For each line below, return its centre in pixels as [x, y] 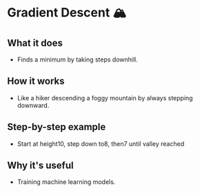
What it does [35, 43]
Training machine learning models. [66, 182]
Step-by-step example [57, 127]
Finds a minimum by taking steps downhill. [77, 59]
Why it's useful [40, 166]
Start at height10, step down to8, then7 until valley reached [101, 144]
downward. [33, 105]
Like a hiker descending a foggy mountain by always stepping [105, 98]
